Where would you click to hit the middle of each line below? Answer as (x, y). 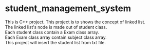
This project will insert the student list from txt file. (56, 42)
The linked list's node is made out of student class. (56, 27)
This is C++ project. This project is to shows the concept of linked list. (75, 22)
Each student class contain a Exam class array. (52, 32)
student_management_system (68, 8)
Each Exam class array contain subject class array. (56, 37)
